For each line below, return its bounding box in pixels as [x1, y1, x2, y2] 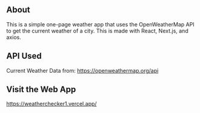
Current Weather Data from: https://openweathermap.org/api [6, 67, 159, 74]
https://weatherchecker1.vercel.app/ [6, 100, 97, 108]
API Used [6, 51, 42, 61]
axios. [6, 33, 21, 41]
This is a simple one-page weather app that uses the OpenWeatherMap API [6, 20, 195, 28]
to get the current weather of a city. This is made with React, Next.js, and [6, 27, 189, 34]
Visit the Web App [6, 84, 76, 95]
